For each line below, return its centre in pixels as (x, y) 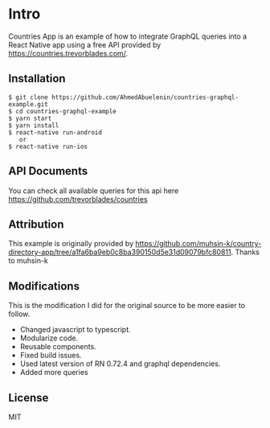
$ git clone (28, 97)
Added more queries (54, 372)
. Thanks (245, 252)
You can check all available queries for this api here (94, 191)
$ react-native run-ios (48, 146)
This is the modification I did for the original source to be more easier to (127, 306)
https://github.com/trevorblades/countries (78, 199)
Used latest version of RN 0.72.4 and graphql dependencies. (120, 364)
